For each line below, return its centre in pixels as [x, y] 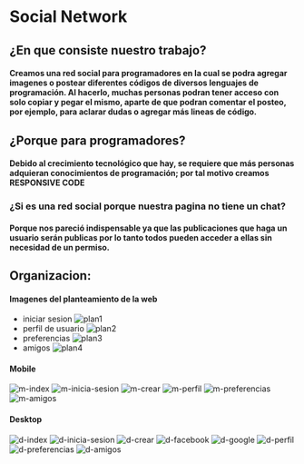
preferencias [46, 339]
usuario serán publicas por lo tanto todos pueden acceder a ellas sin [141, 237]
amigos [36, 348]
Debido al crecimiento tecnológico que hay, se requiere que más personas [152, 163]
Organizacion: [50, 276]
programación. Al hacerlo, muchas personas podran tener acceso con [144, 93]
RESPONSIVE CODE [47, 183]
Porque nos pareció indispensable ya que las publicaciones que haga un [148, 228]
